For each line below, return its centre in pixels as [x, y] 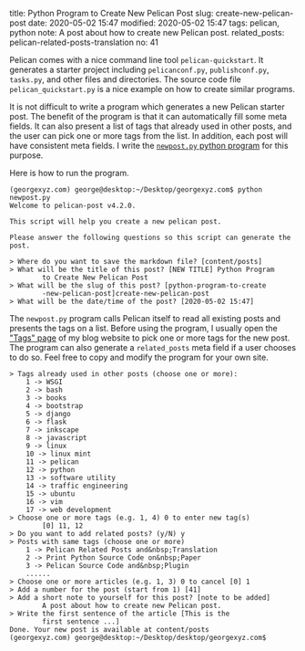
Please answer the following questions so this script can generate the [150, 237]
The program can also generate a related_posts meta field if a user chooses [153, 347]
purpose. [26, 155]
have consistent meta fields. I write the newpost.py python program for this [149, 146]
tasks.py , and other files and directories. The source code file [125, 79]
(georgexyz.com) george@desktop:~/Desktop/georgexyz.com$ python [136, 190]
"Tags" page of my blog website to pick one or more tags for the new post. [150, 338]
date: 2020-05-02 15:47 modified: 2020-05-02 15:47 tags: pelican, [154, 23]
